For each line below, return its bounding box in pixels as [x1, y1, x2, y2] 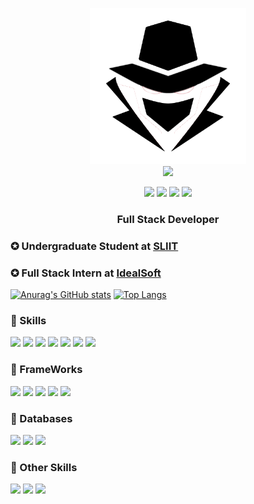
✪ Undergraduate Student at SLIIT [10, 239, 179, 253]
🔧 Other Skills [10, 460, 78, 474]
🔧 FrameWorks [10, 363, 83, 377]
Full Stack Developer [116, 212, 220, 226]
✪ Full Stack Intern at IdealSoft [10, 266, 162, 280]
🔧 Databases [10, 411, 73, 425]
